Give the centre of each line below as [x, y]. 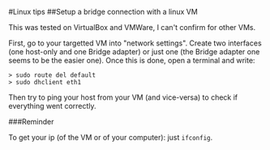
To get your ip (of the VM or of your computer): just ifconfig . [111, 137]
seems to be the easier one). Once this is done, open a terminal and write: [132, 60]
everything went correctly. [52, 106]
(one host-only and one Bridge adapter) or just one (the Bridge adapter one [134, 51]
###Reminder [31, 122]
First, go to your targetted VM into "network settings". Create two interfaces [135, 43]
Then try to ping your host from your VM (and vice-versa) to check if [123, 97]
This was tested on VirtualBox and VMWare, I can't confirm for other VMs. [132, 27]
